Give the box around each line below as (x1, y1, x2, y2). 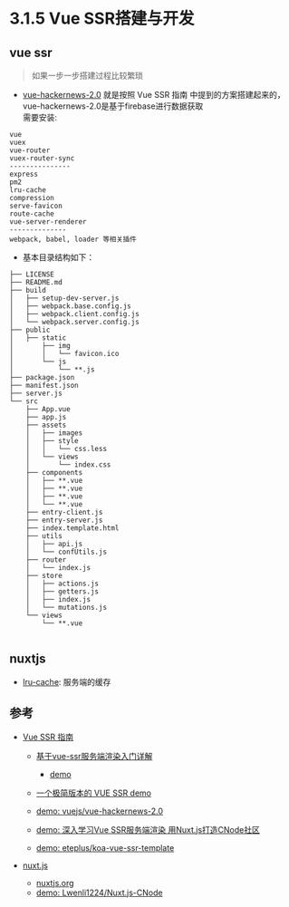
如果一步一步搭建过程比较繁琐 (31, 70, 143, 81)
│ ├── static (9, 333, 67, 343)
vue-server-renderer (9, 217, 88, 227)
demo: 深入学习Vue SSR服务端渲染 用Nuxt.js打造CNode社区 (35, 824, 260, 835)
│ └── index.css (25, 460, 111, 469)
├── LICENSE (9, 270, 54, 279)
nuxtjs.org (35, 877, 74, 888)
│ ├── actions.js (25, 579, 100, 588)
